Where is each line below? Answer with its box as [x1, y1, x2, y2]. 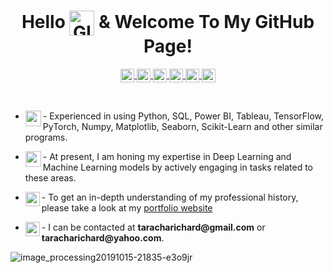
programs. [24, 131, 68, 143]
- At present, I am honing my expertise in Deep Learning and [42, 150, 292, 162]
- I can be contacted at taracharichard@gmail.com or [41, 221, 266, 233]
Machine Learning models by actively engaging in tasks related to [42, 161, 313, 173]
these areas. [24, 171, 77, 184]
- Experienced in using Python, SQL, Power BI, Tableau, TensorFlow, [42, 110, 325, 122]
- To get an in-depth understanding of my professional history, [41, 191, 299, 203]
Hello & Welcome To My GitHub [21, 10, 315, 33]
